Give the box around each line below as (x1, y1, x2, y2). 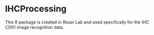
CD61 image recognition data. (5, 24, 64, 30)
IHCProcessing (5, 3, 67, 14)
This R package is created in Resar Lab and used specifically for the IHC (5, 19, 149, 25)
